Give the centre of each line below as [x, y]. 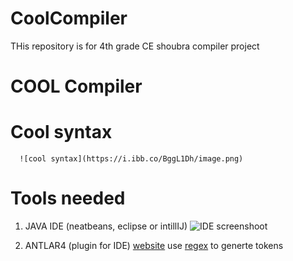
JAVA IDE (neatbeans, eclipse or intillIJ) [106, 226]
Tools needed [68, 198]
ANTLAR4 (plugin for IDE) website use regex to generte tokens [154, 245]
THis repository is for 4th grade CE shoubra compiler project [135, 46]
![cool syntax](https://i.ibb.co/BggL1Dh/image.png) [131, 159]
